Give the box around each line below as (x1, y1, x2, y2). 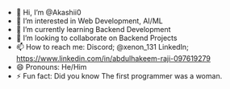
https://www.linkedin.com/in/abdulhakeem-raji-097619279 (15, 54, 211, 63)
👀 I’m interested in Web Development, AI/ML (15, 16, 163, 26)
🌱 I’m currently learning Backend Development (15, 25, 171, 34)
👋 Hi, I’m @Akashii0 (15, 8, 82, 17)
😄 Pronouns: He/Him (15, 63, 87, 71)
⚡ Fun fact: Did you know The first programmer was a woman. (15, 71, 223, 80)
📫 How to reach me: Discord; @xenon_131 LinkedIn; (15, 42, 190, 51)
